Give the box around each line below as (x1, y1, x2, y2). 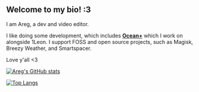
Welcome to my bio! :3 (6, 5, 91, 15)
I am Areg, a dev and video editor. (6, 20, 89, 27)
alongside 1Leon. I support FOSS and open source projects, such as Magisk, (6, 38, 194, 45)
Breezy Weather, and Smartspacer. (6, 45, 92, 52)
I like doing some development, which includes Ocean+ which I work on (6, 32, 184, 39)
